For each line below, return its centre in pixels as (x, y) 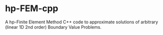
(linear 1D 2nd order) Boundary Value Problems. (53, 27)
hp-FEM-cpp (32, 9)
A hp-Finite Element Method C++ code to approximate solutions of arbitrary (82, 22)
